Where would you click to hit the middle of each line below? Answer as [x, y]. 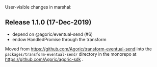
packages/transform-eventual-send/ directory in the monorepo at [71, 54]
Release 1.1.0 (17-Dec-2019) [48, 22]
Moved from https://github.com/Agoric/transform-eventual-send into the [78, 49]
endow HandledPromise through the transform [59, 39]
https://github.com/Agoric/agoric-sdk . [44, 59]
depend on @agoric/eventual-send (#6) [52, 34]
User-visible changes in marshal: [38, 7]
